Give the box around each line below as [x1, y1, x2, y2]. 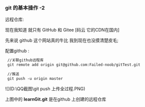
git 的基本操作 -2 [5, 4, 45, 11]
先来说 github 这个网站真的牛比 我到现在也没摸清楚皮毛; [5, 37, 119, 43]
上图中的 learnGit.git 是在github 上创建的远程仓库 [5, 96, 106, 102]
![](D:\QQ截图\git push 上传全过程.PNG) [5, 85, 86, 92]
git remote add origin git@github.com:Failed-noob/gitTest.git [7, 63, 141, 68]
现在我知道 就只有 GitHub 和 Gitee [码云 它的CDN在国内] [5, 27, 120, 33]
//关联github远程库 [7, 58, 44, 63]
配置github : [5, 48, 30, 54]
